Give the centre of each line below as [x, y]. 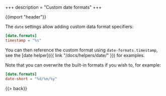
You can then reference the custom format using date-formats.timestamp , [81, 50]
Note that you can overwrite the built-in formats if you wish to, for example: [83, 65]
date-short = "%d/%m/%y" [31, 79]
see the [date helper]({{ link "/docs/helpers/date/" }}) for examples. [75, 55]
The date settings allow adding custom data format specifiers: [69, 26]
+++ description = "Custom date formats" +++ [54, 7]
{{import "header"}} [26, 17]
